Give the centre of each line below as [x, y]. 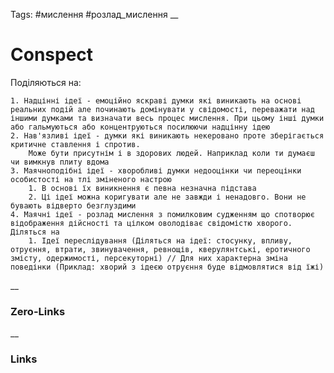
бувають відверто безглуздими [73, 205]
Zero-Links [38, 311]
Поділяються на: [46, 82]
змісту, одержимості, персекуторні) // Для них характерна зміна [149, 258]
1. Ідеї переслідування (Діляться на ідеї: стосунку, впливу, [160, 240]
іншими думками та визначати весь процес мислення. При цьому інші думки [167, 118]
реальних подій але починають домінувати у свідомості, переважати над [162, 109]
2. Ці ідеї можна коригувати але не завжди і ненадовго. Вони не [167, 197]
